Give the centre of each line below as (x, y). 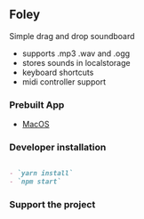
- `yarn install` (41, 174)
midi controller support (64, 81)
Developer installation (58, 148)
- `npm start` (36, 182)
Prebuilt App (37, 104)
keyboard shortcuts (58, 72)
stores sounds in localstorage (76, 62)
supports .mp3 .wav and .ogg (76, 53)
